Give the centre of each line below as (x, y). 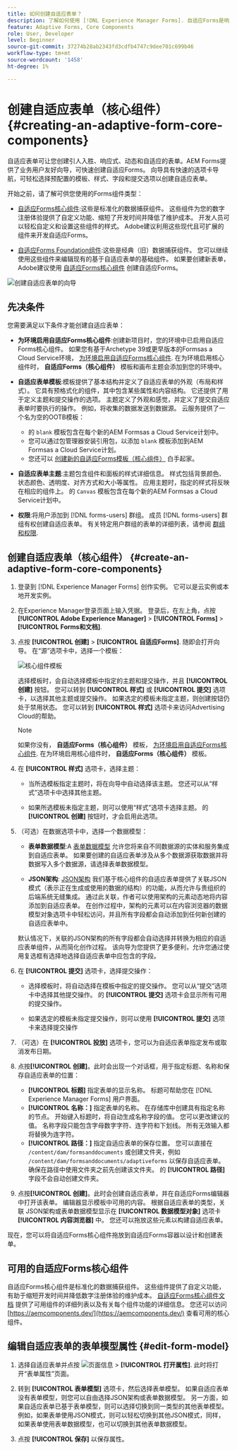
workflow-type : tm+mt (39, 54)
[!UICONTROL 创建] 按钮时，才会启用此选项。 (95, 816)
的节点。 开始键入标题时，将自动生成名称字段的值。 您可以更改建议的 (129, 1116)
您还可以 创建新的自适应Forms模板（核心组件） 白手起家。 (113, 459)
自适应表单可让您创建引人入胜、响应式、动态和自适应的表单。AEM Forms (114, 160)
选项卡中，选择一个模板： (87, 651)
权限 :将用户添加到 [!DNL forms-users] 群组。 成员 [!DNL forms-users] (119, 515)
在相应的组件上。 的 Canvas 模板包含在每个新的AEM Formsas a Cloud (117, 491)
